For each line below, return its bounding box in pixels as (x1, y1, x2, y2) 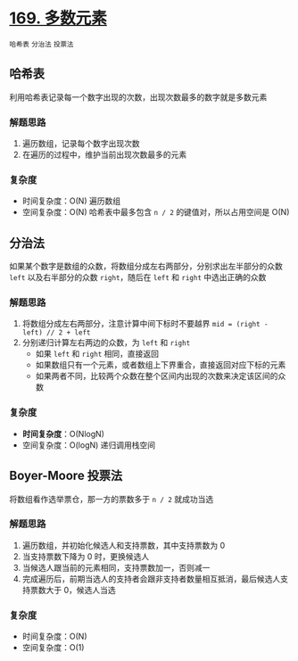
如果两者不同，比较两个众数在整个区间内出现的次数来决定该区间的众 (35, 371, 286, 382)
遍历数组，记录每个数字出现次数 (21, 138, 140, 149)
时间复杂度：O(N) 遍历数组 (21, 195, 121, 206)
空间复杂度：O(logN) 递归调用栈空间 (21, 439, 156, 450)
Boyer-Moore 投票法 (9, 468, 123, 483)
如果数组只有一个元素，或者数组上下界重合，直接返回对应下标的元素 (35, 359, 286, 370)
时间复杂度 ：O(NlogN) (21, 428, 105, 439)
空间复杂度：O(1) (21, 642, 85, 653)
